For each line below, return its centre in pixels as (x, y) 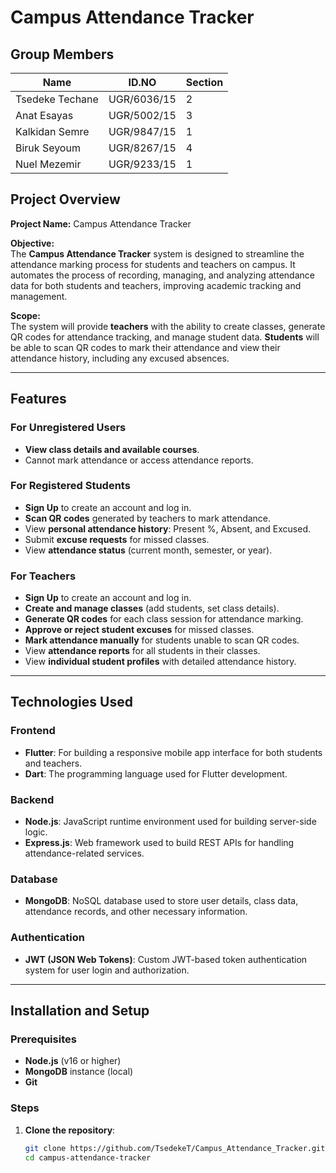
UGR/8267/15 (142, 148)
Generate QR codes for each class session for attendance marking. (164, 619)
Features (38, 399)
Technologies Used (71, 702)
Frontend (33, 731)
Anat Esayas (44, 115)
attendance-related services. (84, 853)
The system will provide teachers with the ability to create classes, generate (168, 326)
